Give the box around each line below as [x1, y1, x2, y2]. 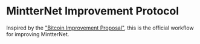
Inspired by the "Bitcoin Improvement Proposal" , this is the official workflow [6, 24, 195, 31]
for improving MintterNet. [6, 30, 69, 37]
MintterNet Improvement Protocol [6, 4, 179, 18]
